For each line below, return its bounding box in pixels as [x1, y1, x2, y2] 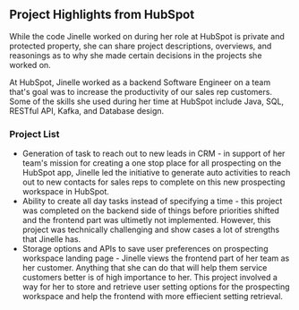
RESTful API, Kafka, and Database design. [9, 105, 165, 116]
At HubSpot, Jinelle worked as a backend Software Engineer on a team [9, 76, 271, 88]
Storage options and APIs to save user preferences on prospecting [21, 244, 269, 254]
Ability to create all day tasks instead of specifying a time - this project [21, 196, 283, 207]
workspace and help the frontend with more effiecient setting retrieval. [21, 291, 284, 302]
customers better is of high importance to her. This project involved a [21, 272, 278, 283]
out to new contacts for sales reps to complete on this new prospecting [21, 177, 286, 187]
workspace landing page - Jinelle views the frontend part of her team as [21, 253, 290, 263]
